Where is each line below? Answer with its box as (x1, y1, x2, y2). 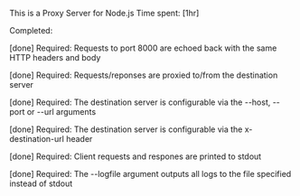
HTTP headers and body (9, 52, 101, 62)
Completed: (9, 25, 53, 35)
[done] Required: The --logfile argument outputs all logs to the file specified (9, 169, 292, 179)
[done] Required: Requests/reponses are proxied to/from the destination (9, 70, 278, 80)
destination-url (9, 134, 65, 144)
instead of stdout (9, 178, 73, 189)
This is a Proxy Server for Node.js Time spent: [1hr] (9, 8, 200, 18)
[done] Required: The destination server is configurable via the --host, (9, 97, 271, 107)
